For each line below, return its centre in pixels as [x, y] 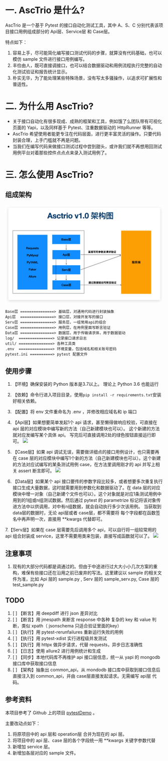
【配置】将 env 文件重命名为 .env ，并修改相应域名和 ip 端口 [74, 412]
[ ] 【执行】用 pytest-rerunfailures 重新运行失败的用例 [68, 632]
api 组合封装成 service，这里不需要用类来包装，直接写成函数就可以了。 [79, 536]
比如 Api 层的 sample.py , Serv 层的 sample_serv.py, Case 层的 [95, 579]
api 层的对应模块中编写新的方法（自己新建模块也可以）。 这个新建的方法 [86, 429]
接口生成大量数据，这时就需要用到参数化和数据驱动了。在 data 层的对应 [86, 488]
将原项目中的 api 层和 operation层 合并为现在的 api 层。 [69, 734]
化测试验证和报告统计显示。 [41, 71]
